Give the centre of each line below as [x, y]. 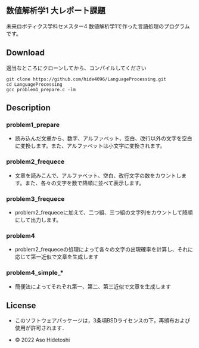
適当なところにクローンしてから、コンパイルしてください [77, 68]
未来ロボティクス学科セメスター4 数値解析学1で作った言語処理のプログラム [98, 26]
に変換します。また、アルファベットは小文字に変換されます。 [90, 146]
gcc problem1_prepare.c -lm [41, 89]
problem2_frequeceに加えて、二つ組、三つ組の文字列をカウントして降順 [104, 212]
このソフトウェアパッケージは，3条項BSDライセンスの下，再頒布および [102, 321]
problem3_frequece [35, 198]
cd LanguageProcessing [34, 84]
